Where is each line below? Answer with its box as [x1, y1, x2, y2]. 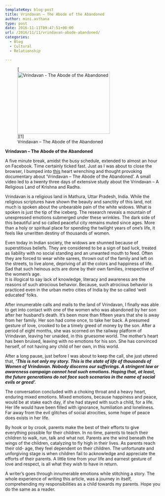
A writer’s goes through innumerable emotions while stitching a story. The [5, 470, 155, 476]
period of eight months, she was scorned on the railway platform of [5, 328, 142, 333]
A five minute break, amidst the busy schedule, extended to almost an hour [5, 158, 158, 164]
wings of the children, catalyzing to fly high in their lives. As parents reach [5, 440, 156, 446]
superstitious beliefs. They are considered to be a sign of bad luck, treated [5, 245, 157, 251]
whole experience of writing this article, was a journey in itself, [5, 476, 132, 482]
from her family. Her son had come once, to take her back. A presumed [5, 317, 150, 323]
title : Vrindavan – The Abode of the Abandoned [5, 12, 105, 17]
